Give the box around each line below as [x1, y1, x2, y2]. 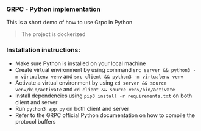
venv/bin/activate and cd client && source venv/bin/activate [15, 85, 175, 93]
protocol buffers [15, 118, 56, 125]
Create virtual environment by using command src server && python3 [15, 66, 191, 73]
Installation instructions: [6, 46, 80, 54]
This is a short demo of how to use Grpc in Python [6, 19, 133, 26]
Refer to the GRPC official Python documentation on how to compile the [15, 112, 196, 119]
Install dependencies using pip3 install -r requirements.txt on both [15, 92, 192, 99]
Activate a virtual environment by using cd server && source [15, 79, 167, 87]
